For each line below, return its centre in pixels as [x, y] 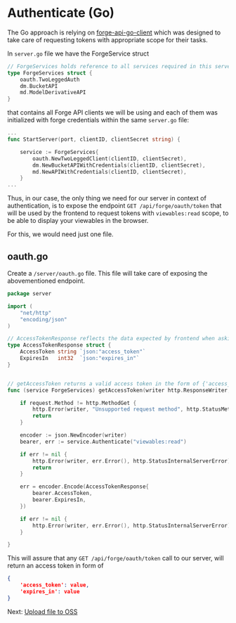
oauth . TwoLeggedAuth [50, 79]
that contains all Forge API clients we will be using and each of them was [112, 113]
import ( [20, 306]
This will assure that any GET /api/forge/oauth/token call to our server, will [116, 558]
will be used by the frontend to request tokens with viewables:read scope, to [118, 213]
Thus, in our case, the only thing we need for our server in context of [107, 198]
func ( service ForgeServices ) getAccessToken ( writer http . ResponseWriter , [119, 390]
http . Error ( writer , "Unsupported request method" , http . [117, 409]
